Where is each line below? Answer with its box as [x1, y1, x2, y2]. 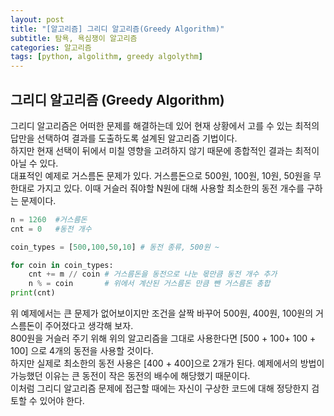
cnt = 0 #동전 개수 [10, 224, 92, 234]
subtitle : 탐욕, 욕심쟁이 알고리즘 [10, 33, 138, 43]
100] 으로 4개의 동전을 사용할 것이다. [10, 345, 154, 357]
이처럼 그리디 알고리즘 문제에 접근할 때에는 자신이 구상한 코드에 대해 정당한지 [10, 382, 310, 395]
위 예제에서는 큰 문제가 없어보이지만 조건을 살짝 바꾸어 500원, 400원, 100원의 [10, 307, 314, 320]
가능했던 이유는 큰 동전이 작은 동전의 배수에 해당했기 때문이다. [10, 370, 251, 382]
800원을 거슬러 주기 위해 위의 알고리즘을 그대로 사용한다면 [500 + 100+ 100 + [10, 332, 317, 345]
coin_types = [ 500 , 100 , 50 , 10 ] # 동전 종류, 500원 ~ [10, 242, 220, 252]
